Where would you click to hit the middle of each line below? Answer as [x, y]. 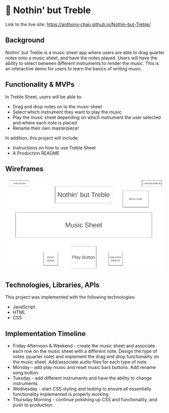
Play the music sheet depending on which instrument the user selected [87, 117]
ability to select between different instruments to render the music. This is [82, 63]
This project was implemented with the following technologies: [70, 297]
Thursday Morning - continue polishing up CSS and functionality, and [85, 400]
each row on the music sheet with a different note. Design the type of [85, 351]
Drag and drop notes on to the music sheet [57, 106]
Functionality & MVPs [40, 85]
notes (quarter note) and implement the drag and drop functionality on [86, 357]
